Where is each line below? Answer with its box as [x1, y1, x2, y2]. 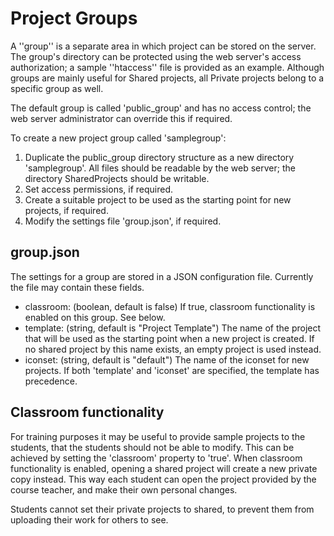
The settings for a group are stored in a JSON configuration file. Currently [10, 270, 314, 282]
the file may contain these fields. [10, 281, 145, 293]
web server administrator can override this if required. [10, 112, 233, 124]
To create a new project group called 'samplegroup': [10, 132, 227, 144]
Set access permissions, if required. [24, 183, 174, 195]
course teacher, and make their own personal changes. [10, 483, 238, 496]
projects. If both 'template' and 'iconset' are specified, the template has [24, 364, 320, 376]
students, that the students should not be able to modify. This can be [10, 441, 295, 453]
